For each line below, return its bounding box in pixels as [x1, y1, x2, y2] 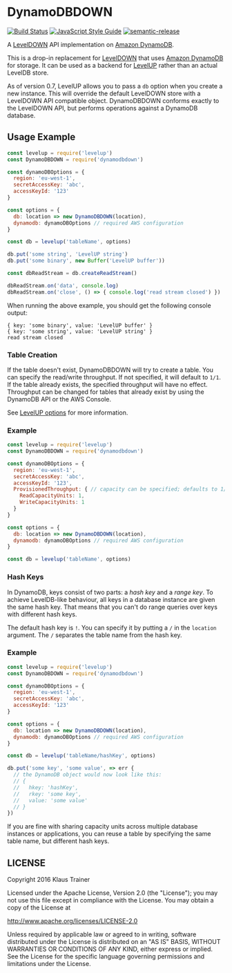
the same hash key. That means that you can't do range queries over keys [7, 603, 217, 611]
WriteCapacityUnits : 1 [19, 499, 85, 506]
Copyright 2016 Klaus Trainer [7, 876, 90, 884]
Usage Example [7, 131, 76, 143]
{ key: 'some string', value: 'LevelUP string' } [7, 328, 153, 335]
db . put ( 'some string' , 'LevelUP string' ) [7, 251, 128, 258]
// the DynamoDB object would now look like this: [13, 771, 162, 778]
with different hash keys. [7, 610, 77, 618]
